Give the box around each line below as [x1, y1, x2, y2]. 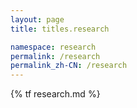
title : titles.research [10, 24, 110, 34]
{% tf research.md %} [10, 88, 101, 100]
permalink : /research [10, 51, 101, 61]
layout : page [10, 14, 65, 25]
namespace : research [10, 42, 97, 52]
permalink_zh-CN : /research [10, 61, 128, 71]
